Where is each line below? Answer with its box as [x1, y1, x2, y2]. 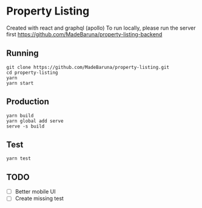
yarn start [6, 80, 34, 86]
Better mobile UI [15, 188, 56, 195]
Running [6, 48, 39, 59]
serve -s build [6, 123, 45, 129]
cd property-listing [6, 70, 59, 76]
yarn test [6, 155, 32, 161]
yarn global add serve [6, 118, 64, 124]
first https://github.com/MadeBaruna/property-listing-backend [6, 30, 163, 37]
